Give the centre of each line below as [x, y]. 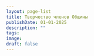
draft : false [22, 44]
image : [14, 38]
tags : [13, 33]
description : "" [26, 28]
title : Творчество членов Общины [47, 17]
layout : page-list [28, 11]
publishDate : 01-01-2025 [36, 22]
